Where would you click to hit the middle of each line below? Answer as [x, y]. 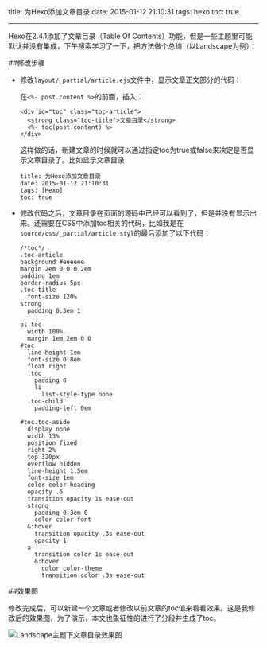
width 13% [43, 436]
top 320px [43, 457]
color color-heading [61, 485]
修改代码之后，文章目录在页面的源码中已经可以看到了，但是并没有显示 [135, 213]
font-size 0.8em [54, 360]
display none [49, 429]
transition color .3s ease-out [93, 575]
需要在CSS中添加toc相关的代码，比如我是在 [112, 223]
